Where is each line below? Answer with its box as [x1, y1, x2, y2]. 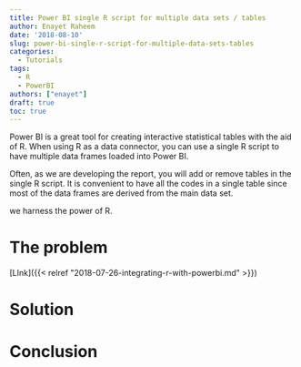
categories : [9, 47, 55, 56]
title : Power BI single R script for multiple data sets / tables [9, 13, 266, 23]
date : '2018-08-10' [9, 30, 84, 39]
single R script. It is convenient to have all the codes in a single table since [9, 178, 288, 189]
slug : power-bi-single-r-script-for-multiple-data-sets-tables [9, 38, 255, 48]
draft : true [9, 97, 55, 107]
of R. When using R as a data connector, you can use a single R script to [9, 141, 280, 152]
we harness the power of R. [9, 206, 113, 217]
